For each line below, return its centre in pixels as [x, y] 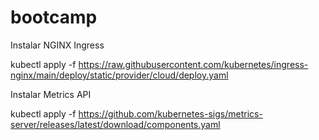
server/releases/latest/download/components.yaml [115, 124]
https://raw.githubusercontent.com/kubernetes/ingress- [193, 64]
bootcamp [54, 17]
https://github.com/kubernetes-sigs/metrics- [170, 113]
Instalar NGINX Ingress [57, 45]
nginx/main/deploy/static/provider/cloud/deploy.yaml [119, 75]
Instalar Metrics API [51, 94]
